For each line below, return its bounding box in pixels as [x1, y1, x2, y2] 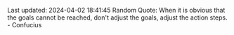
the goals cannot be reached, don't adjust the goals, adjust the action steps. [7, 13, 228, 22]
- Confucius [7, 21, 42, 29]
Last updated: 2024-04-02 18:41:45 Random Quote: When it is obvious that [7, 6, 226, 14]
